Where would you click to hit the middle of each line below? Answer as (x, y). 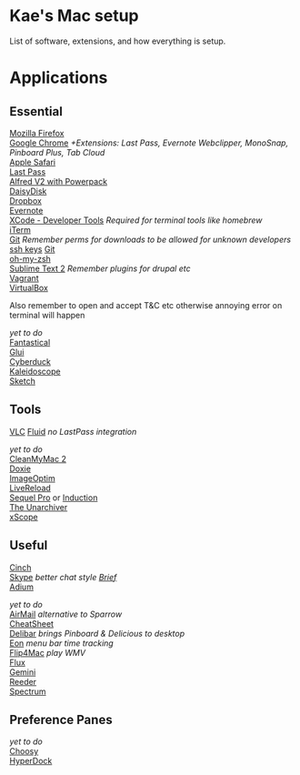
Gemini (23, 672)
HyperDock (31, 761)
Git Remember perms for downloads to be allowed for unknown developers (150, 239)
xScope (24, 517)
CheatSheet (32, 623)
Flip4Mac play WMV (48, 652)
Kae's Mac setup (74, 16)
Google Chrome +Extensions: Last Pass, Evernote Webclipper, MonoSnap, (149, 143)
